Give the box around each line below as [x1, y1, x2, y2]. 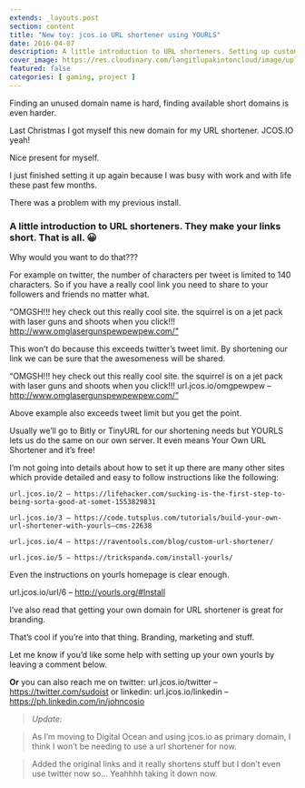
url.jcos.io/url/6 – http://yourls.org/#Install [9, 587, 166, 598]
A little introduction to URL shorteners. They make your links [9, 219, 281, 232]
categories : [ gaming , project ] [9, 73, 136, 82]
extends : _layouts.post [9, 13, 100, 23]
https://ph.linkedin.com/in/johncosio [9, 696, 145, 707]
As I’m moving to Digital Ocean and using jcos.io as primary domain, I [31, 732, 291, 743]
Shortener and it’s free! [9, 445, 95, 456]
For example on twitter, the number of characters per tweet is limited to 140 [9, 269, 291, 280]
